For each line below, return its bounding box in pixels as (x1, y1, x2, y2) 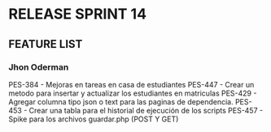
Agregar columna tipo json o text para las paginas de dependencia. (8, 96, 234, 106)
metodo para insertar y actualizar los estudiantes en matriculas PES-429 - (8, 88, 257, 98)
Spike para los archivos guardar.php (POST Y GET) (8, 114, 179, 124)
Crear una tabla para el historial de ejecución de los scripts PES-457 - (28, 105, 263, 115)
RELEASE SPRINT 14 (8, 5, 147, 23)
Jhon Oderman (8, 62, 69, 73)
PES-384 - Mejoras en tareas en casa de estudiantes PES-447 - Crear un (8, 79, 255, 89)
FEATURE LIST (8, 37, 83, 51)
